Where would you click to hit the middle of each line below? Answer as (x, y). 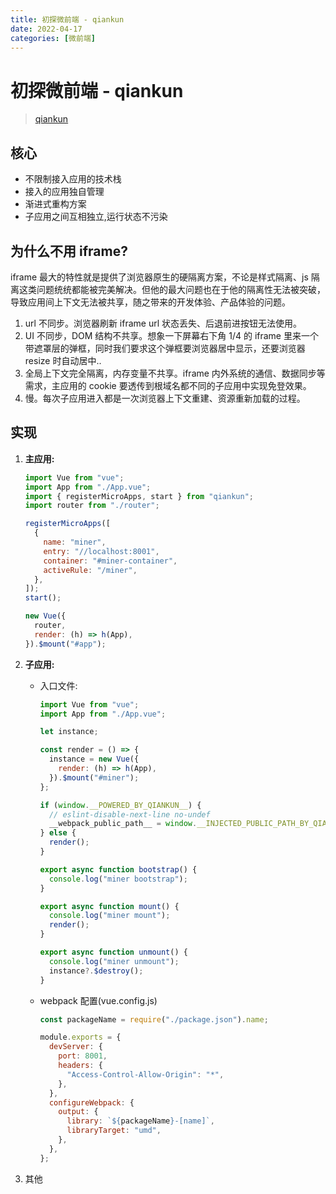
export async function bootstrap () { (118, 869)
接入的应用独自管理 (64, 192)
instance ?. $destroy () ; (96, 971)
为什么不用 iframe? (69, 251)
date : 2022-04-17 (46, 29)
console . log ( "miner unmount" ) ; (114, 961)
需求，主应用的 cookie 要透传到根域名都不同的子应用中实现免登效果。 (168, 385)
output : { (78, 1112)
